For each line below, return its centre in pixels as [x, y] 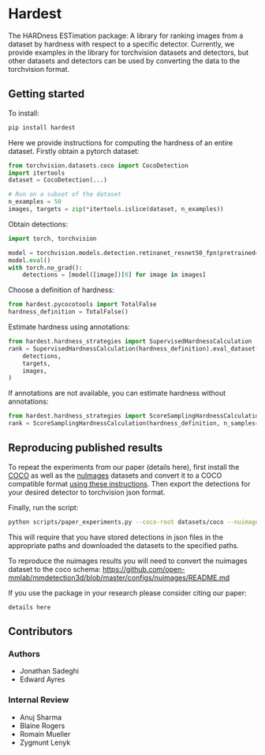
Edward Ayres [42, 679]
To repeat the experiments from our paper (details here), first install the [124, 467]
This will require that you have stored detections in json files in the [116, 537]
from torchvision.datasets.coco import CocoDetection [99, 165]
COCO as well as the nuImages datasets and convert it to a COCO [115, 475]
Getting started [47, 94]
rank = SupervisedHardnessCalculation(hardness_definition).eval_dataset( [134, 348]
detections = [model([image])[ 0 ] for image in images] [114, 275]
